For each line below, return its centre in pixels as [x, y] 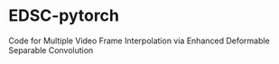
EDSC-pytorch [64, 16]
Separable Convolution [51, 50]
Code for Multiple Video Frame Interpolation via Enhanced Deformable [139, 41]
